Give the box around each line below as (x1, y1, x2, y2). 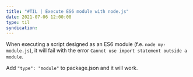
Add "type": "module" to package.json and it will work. (6, 65, 138, 72)
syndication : (6, 24, 38, 31)
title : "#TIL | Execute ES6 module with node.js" (6, 8, 129, 15)
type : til (6, 19, 30, 25)
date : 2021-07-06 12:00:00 (6, 14, 72, 20)
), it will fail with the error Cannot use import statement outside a (29, 47, 188, 54)
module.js (6, 48, 30, 54)
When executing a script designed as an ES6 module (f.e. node (6, 41, 156, 48)
